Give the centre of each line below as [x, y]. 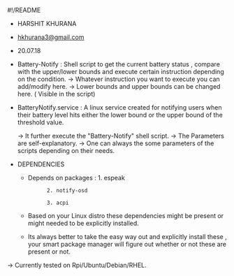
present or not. [49, 252]
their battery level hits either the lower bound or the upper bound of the [120, 115]
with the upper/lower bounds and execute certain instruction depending [121, 72]
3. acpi [58, 203]
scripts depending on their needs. [66, 151]
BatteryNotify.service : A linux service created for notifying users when [119, 107]
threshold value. [41, 122]
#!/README [24, 10]
